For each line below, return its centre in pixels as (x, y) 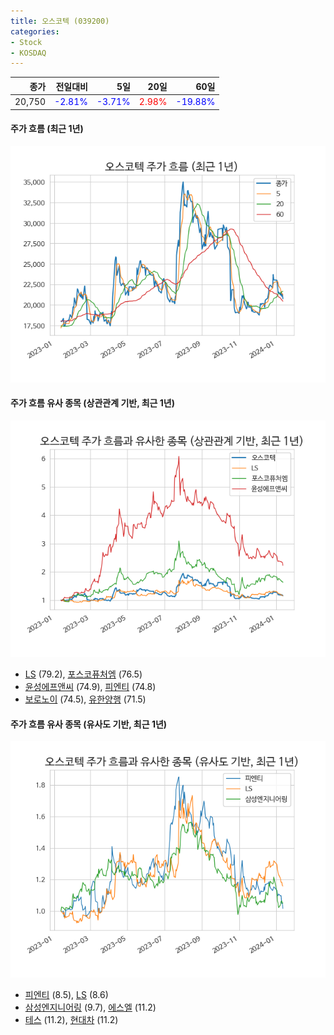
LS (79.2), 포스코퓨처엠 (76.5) (83, 674)
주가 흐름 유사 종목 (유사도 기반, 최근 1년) (89, 724)
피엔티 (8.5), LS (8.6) (66, 995)
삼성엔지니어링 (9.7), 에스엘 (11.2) (90, 1007)
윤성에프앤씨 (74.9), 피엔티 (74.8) (90, 686)
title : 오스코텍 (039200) (60, 21)
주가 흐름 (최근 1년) (47, 129)
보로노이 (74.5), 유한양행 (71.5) (85, 699)
